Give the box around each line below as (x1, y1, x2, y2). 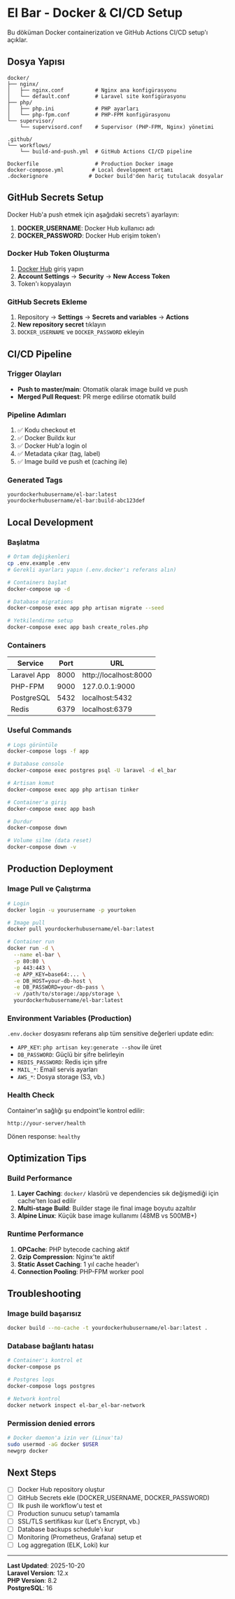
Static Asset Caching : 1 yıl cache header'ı (17, 1260, 139, 1268)
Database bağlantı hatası (7, 1341, 94, 1351)
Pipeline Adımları (7, 410, 66, 420)
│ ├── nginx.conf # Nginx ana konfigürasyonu (7, 86, 177, 94)
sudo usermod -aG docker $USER (7, 1441, 99, 1448)
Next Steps (7, 1467, 57, 1479)
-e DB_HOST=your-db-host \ (13, 977, 92, 984)
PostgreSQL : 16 (7, 1584, 53, 1592)
